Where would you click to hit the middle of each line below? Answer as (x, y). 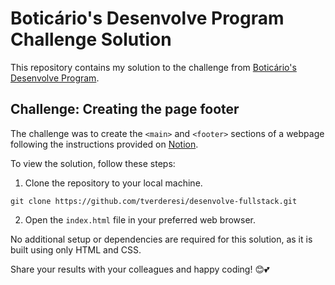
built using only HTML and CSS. (76, 249)
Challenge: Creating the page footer (125, 109)
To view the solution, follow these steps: (93, 163)
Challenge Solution (91, 39)
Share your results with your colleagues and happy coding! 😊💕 (140, 269)
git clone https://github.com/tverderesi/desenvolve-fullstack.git (154, 201)
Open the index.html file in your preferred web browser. (140, 219)
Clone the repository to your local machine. (113, 183)
